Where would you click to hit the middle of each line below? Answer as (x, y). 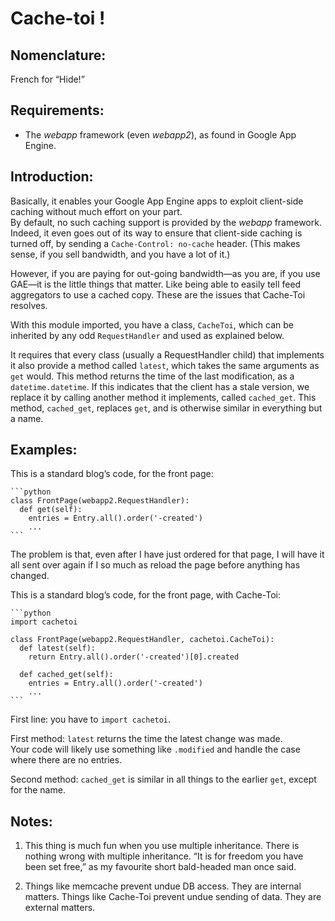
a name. (27, 418)
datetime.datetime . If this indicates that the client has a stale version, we (160, 386)
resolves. (29, 305)
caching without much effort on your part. (96, 211)
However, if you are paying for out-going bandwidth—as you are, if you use (165, 273)
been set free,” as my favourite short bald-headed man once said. (160, 867)
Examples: (44, 450)
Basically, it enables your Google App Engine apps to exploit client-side (157, 201)
